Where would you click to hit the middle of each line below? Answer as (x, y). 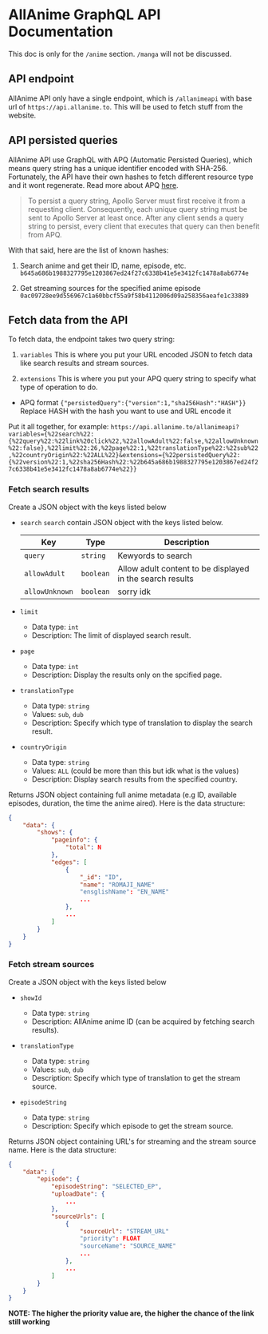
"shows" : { (55, 833)
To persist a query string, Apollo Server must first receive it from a (136, 201)
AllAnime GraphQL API (85, 15)
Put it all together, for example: (59, 427)
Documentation (61, 32)
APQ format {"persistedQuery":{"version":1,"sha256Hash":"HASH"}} (133, 403)
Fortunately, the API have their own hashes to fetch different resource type (131, 177)
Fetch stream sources (51, 965)
